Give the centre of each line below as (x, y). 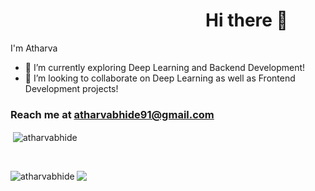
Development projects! (71, 88)
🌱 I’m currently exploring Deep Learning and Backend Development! (165, 67)
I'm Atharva (34, 48)
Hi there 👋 (246, 20)
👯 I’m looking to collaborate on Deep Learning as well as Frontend (160, 78)
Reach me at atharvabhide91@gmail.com (112, 114)
